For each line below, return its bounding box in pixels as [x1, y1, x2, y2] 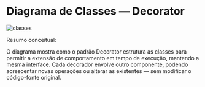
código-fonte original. [6, 74, 61, 81]
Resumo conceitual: [6, 36, 56, 43]
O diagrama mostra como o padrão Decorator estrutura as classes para [6, 47, 187, 55]
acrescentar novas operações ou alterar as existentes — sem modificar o [6, 67, 191, 74]
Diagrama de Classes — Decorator [6, 4, 185, 18]
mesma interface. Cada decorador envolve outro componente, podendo [6, 61, 188, 68]
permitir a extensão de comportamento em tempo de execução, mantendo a [6, 54, 199, 61]
